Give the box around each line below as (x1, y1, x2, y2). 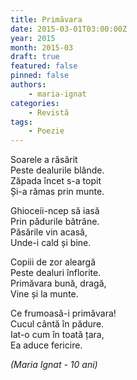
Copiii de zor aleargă (10, 256, 97, 268)
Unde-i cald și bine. (10, 237, 92, 249)
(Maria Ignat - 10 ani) (10, 359, 98, 371)
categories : (10, 98, 60, 108)
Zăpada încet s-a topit (10, 175, 102, 187)
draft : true (10, 52, 60, 62)
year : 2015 (10, 33, 56, 43)
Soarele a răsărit (10, 154, 78, 166)
